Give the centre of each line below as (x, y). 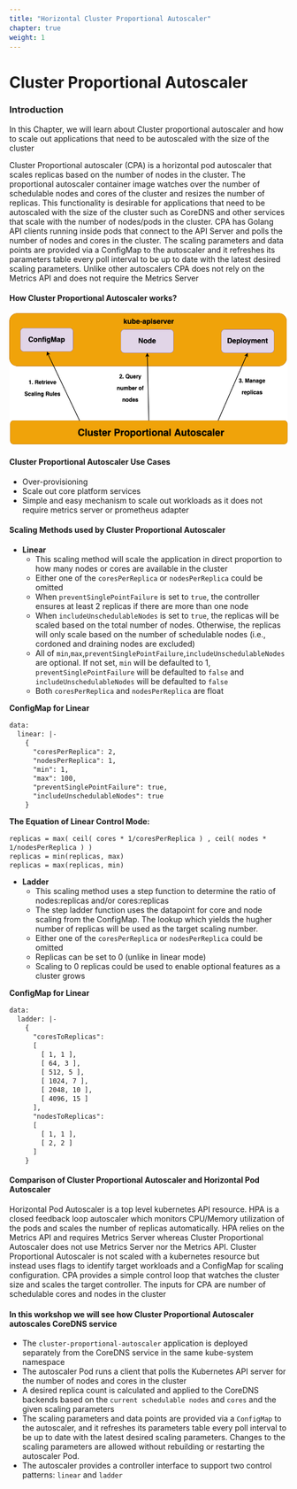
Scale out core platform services (81, 490)
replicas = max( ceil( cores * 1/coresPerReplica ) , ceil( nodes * (138, 838)
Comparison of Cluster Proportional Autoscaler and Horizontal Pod (134, 1180)
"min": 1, (50, 769)
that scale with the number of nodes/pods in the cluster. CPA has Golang (141, 221)
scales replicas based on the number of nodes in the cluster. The (127, 174)
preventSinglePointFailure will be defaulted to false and (140, 672)
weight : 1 (27, 37)
